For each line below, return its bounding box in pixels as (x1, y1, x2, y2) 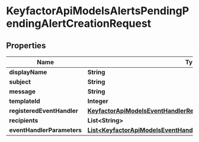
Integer (87, 97, 108, 105)
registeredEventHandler (9, 107, 79, 115)
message (9, 87, 36, 96)
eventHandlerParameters (9, 126, 82, 134)
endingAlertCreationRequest (6, 17, 152, 30)
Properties (6, 40, 46, 51)
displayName (9, 68, 47, 76)
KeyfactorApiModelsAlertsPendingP (6, 4, 190, 18)
